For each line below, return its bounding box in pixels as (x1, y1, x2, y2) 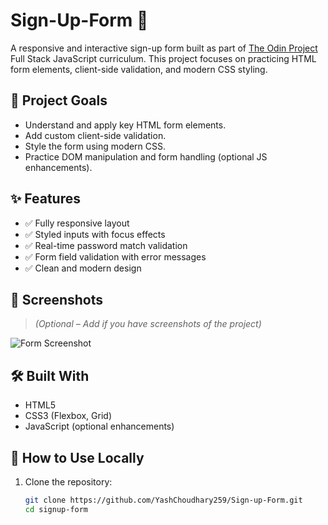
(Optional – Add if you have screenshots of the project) (34, 318, 262, 330)
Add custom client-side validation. (24, 129, 167, 141)
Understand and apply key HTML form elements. (24, 119, 227, 131)
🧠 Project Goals (10, 92, 108, 109)
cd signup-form (24, 504, 89, 514)
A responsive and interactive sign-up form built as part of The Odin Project (10, 42, 318, 54)
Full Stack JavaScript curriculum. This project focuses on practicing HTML (10, 52, 317, 64)
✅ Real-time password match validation (24, 239, 188, 251)
